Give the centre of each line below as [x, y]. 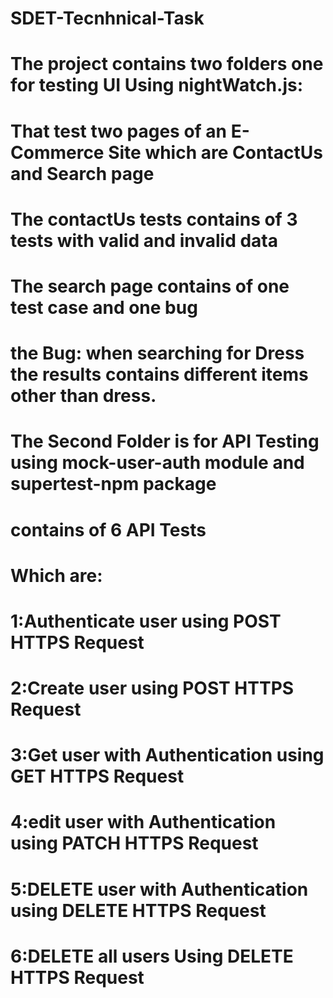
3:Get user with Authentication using [167, 755]
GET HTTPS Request [97, 776]
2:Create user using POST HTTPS [152, 688]
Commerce [57, 152]
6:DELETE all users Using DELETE [152, 956]
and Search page [82, 173]
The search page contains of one [150, 286]
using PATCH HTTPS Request [134, 843]
